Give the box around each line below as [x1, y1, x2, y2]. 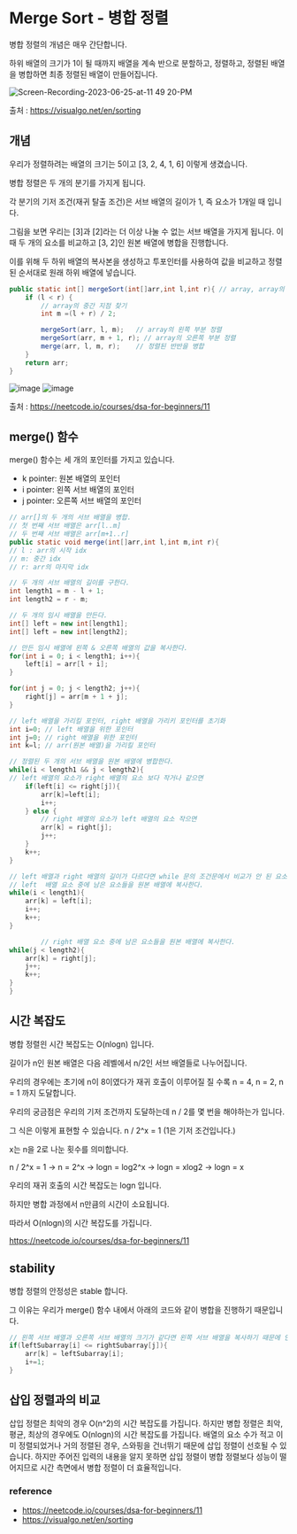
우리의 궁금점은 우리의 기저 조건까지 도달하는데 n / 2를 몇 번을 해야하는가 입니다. [9, 1106, 286, 1117]
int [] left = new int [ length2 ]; [9, 627, 128, 636]
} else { [25, 807, 57, 816]
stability [9, 1261, 56, 1276]
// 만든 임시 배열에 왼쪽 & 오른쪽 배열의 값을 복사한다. [9, 643, 188, 652]
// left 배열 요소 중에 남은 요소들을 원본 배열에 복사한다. [9, 880, 204, 889]
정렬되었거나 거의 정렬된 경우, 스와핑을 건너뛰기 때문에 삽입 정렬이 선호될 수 [18, 1440, 278, 1451]
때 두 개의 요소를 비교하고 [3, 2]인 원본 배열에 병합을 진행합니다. [9, 236, 229, 248]
